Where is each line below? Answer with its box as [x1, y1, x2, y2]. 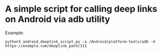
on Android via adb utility [5, 14, 110, 25]
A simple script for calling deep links [5, 3, 158, 15]
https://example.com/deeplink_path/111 [5, 43, 87, 48]
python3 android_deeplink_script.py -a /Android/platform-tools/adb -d [5, 39, 155, 44]
